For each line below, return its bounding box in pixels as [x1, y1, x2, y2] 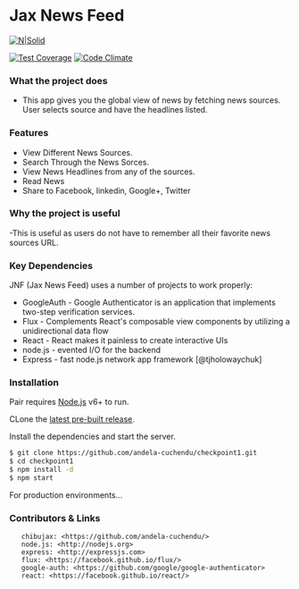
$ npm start [9, 474, 54, 483]
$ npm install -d [9, 466, 74, 475]
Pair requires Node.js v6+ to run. [9, 397, 129, 408]
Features [9, 127, 49, 139]
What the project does [9, 74, 108, 87]
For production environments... [9, 489, 123, 501]
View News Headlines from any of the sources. [21, 166, 195, 177]
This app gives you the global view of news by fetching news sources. [21, 95, 281, 105]
